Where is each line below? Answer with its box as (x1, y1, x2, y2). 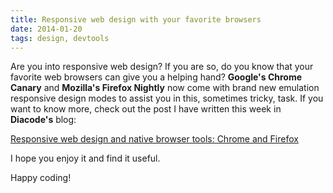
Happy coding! (10, 172, 72, 184)
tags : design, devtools (10, 33, 110, 43)
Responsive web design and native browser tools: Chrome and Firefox (10, 133, 299, 145)
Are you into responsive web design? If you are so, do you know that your (10, 61, 314, 73)
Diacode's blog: (10, 114, 77, 126)
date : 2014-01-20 (10, 24, 83, 34)
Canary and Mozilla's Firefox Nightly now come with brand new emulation (10, 82, 320, 94)
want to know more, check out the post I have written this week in (10, 103, 282, 115)
